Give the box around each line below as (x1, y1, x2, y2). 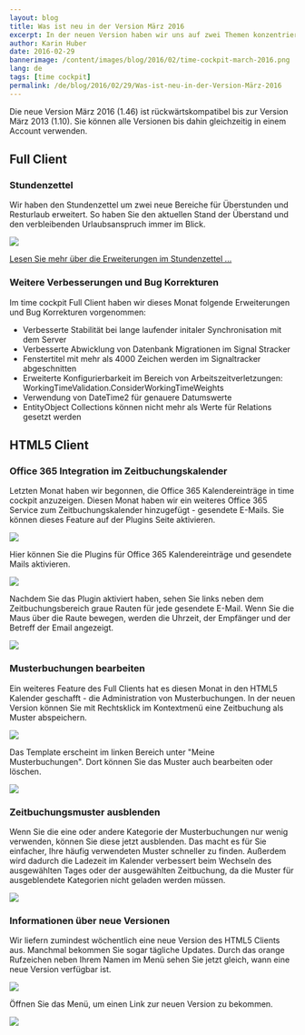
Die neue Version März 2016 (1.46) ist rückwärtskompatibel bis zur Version (9, 106, 289, 116)
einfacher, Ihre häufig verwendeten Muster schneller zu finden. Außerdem (9, 845, 287, 856)
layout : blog (9, 13, 59, 23)
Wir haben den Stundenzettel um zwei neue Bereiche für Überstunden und (9, 199, 289, 210)
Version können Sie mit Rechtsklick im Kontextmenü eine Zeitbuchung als (9, 702, 284, 713)
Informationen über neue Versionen (9, 914, 171, 927)
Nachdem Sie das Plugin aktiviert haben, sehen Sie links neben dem (9, 593, 264, 605)
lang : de (9, 65, 43, 74)
